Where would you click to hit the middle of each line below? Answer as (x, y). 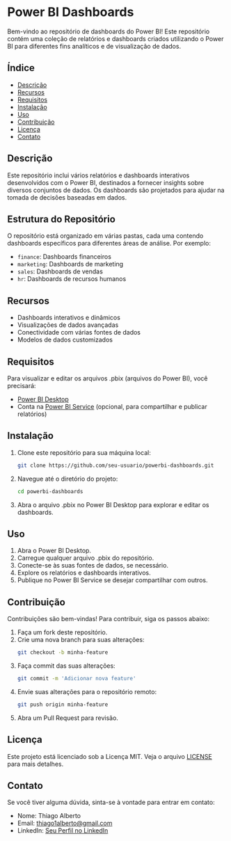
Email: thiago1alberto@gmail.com (65, 823)
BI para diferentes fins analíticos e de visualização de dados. (94, 46)
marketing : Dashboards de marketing (70, 264)
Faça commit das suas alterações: (66, 666)
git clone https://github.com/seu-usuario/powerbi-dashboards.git (115, 465)
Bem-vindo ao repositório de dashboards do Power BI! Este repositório (109, 31)
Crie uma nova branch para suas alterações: (81, 640)
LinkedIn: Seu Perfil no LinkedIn (63, 831)
